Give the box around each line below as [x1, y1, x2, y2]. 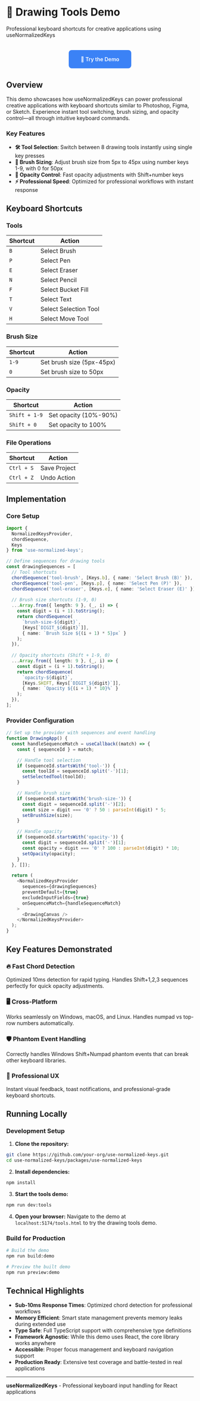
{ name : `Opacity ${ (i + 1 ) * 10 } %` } [21, 685, 118, 692]
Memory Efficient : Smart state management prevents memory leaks [14, 1314, 183, 1322]
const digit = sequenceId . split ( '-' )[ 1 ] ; [21, 840, 127, 846]
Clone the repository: [14, 1141, 69, 1148]
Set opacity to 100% [48, 420, 107, 428]
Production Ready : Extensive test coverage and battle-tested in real [14, 1359, 183, 1366]
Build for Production [6, 1234, 65, 1242]
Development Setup [6, 1126, 65, 1135]
